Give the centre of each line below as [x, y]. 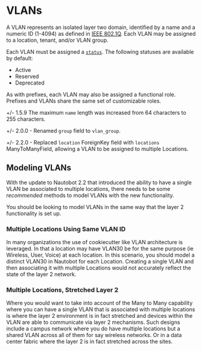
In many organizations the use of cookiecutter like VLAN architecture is [94, 242]
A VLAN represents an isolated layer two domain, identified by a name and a [101, 27]
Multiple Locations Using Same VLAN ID [66, 229]
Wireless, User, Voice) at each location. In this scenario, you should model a [100, 255]
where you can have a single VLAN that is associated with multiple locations [101, 309]
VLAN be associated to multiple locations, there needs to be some [88, 188]
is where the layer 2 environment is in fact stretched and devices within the [99, 316]
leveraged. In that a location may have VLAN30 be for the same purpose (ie [100, 249]
